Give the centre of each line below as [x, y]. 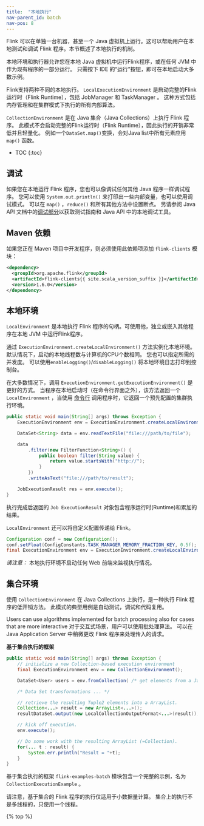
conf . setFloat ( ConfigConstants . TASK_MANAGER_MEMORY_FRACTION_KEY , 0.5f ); [102, 545]
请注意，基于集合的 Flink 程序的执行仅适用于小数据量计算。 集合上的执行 [97, 797]
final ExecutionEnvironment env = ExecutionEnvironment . [80, 550]
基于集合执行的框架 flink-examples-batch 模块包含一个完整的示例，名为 [96, 776]
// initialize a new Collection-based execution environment [96, 664]
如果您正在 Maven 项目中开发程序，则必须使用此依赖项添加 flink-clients [99, 249]
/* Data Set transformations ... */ [64, 692]
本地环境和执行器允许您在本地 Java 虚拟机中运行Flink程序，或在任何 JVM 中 [101, 62]
